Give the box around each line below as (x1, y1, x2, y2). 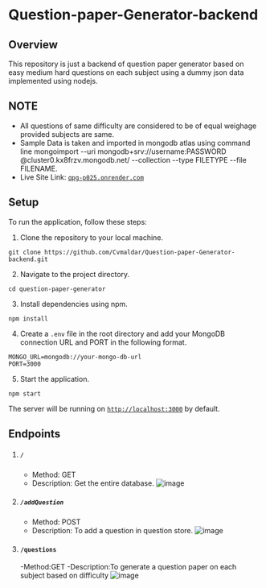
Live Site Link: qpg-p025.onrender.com (19, 172, 145, 182)
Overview (8, 38, 59, 52)
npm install (8, 314, 48, 323)
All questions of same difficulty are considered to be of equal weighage (19, 121, 257, 130)
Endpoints (8, 427, 61, 441)
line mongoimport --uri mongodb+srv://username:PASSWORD (19, 147, 227, 156)
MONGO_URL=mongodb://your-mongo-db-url (8, 353, 142, 361)
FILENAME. (19, 164, 58, 173)
